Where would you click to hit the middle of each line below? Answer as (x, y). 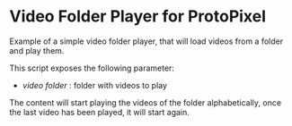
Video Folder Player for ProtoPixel (138, 17)
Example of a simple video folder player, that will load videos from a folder (146, 41)
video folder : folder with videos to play (95, 85)
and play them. (37, 50)
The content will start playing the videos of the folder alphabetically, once (145, 102)
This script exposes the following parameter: (92, 68)
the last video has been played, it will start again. (100, 112)
